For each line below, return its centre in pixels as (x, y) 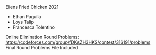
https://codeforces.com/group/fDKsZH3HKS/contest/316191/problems (78, 42)
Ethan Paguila (27, 17)
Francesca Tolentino (34, 27)
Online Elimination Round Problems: (42, 37)
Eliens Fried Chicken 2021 (32, 7)
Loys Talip (23, 22)
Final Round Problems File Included (42, 48)
